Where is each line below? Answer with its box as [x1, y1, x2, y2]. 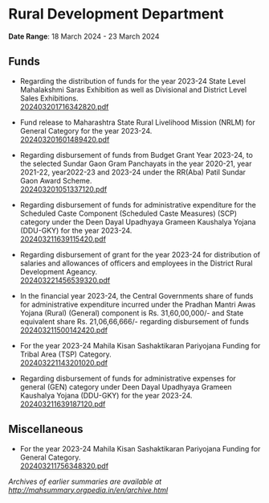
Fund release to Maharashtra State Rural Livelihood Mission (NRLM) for [19, 118, 255, 127]
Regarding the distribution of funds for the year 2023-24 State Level [19, 76, 247, 85]
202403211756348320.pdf [19, 460, 109, 471]
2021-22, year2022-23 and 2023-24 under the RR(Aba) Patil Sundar [19, 167, 247, 177]
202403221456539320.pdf [19, 275, 111, 285]
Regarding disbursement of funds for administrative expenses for [19, 373, 237, 383]
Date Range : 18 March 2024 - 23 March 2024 [8, 31, 160, 41]
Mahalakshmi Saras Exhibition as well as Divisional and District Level [19, 85, 247, 94]
